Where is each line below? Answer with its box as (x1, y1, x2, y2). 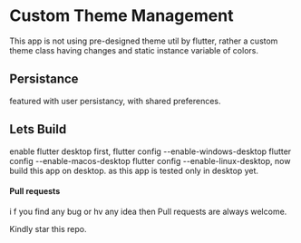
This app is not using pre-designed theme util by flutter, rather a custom (9, 35, 278, 46)
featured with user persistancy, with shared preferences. (9, 95, 221, 106)
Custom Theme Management (9, 5, 234, 26)
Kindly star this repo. (9, 223, 88, 234)
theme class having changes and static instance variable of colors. (9, 44, 258, 55)
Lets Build (9, 121, 67, 137)
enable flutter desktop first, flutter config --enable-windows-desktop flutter (9, 146, 292, 157)
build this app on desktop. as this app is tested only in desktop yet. (9, 165, 259, 176)
